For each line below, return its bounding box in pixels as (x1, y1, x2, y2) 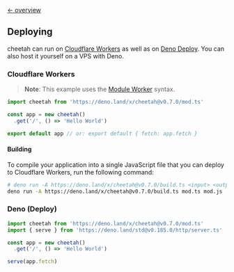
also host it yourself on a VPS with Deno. (7, 51, 124, 60)
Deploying (7, 26, 53, 38)
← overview (7, 6, 42, 14)
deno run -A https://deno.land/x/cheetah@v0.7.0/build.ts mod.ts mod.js (7, 188, 223, 195)
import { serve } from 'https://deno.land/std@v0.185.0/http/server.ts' (7, 226, 223, 234)
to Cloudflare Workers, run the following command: (7, 168, 155, 176)
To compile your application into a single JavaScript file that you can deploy (7, 160, 225, 169)
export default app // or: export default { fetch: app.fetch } (7, 130, 198, 137)
